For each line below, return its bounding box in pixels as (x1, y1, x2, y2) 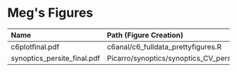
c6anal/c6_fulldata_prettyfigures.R (107, 42, 222, 52)
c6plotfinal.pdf (11, 42, 60, 52)
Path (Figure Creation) (107, 30, 183, 40)
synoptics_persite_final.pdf (11, 53, 100, 63)
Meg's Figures (7, 5, 94, 21)
